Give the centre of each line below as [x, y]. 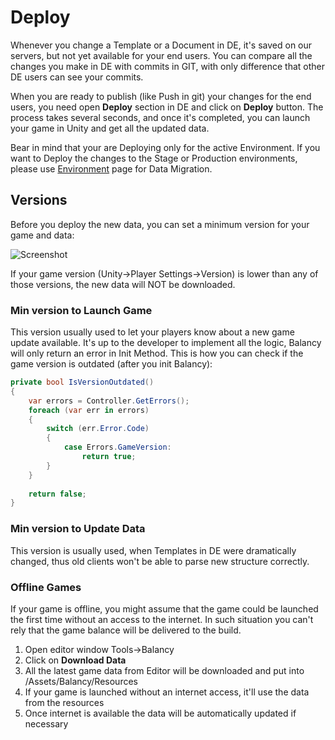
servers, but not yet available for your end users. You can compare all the [161, 55]
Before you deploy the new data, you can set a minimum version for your [160, 224]
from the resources [64, 702]
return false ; [57, 494]
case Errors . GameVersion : [117, 447]
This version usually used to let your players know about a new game [152, 332]
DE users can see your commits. [77, 77]
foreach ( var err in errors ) [89, 410]
